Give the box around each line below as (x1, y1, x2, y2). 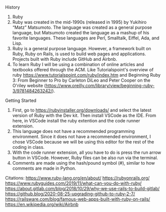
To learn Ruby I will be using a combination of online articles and (12, 62, 144, 67)
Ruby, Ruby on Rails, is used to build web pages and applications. (12, 51, 146, 57)
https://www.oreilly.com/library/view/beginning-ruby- (45, 83, 155, 89)
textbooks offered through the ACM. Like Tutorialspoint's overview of (12, 67, 154, 73)
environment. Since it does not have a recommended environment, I (12, 134, 151, 139)
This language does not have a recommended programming (12, 128, 135, 134)
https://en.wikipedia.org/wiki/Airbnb (5, 202, 79, 207)
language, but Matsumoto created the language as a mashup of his (12, 30, 150, 35)
